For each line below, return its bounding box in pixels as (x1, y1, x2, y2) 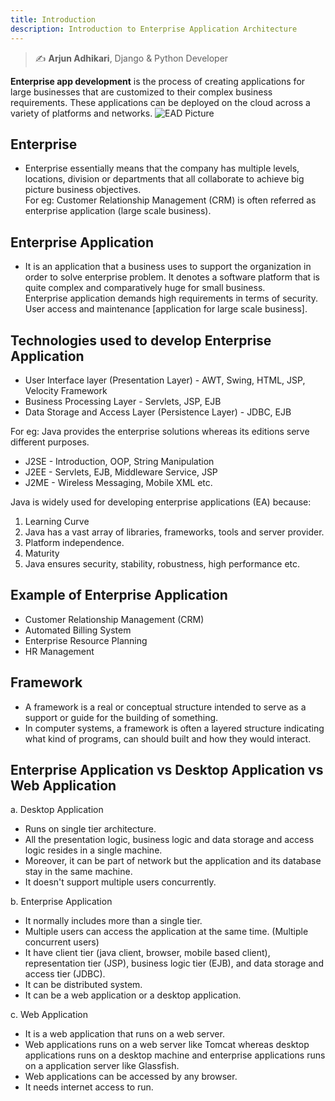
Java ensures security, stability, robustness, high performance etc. (24, 557, 301, 570)
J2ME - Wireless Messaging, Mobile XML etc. (24, 476, 213, 488)
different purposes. (10, 436, 90, 448)
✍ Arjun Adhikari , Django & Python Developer (34, 52, 229, 64)
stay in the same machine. (24, 866, 133, 878)
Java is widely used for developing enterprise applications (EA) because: (10, 496, 312, 508)
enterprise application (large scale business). (24, 205, 212, 217)
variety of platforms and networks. (10, 107, 153, 119)
